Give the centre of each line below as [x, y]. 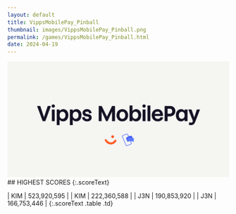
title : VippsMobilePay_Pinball [53, 22]
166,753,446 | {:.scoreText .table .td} [60, 203]
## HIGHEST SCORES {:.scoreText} [58, 182]
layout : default [31, 15]
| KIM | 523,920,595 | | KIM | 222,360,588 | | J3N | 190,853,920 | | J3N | [112, 196]
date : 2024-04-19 [33, 45]
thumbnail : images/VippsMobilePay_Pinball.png [77, 29]
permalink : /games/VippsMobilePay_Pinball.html [79, 37]
